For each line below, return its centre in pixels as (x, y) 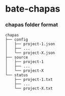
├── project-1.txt (34, 80)
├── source (17, 57)
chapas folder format (31, 25)
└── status (17, 75)
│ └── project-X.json (30, 53)
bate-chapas (33, 9)
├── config (17, 40)
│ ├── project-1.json (30, 44)
